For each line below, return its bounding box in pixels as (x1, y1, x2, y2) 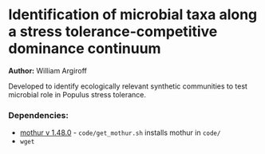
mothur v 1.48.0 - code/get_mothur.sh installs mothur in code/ (19, 128, 221, 137)
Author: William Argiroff (8, 65, 88, 75)
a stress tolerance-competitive (8, 22, 218, 41)
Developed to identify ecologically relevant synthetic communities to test (8, 81, 247, 91)
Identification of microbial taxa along (8, 6, 258, 24)
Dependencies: (8, 109, 69, 120)
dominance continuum (8, 40, 161, 57)
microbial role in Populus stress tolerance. (8, 89, 146, 99)
